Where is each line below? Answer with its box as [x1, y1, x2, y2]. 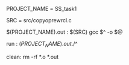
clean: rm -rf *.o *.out [6, 53, 59, 60]
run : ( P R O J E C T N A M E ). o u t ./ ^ [6, 40, 78, 49]
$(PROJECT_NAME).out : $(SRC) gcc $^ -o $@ [6, 28, 123, 36]
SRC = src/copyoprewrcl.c [6, 17, 72, 23]
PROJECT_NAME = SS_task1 [6, 5, 77, 12]
